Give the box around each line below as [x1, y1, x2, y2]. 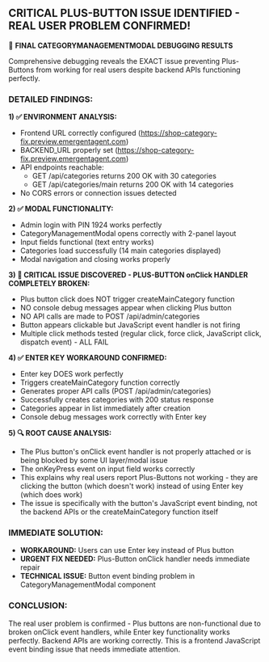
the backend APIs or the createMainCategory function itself [19, 507, 219, 517]
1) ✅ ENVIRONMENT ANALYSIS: [8, 112, 117, 122]
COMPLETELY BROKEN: [8, 279, 90, 289]
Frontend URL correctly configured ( [19, 129, 141, 138]
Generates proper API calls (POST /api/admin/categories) [19, 386, 212, 396]
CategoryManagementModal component [19, 580, 156, 589]
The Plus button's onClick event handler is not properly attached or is [19, 447, 252, 457]
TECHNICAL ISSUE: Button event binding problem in [19, 571, 195, 581]
